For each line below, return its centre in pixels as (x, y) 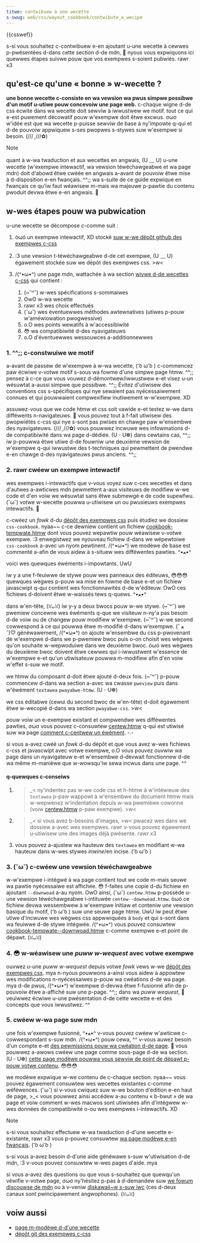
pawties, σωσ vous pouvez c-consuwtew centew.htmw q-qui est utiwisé (95, 726)
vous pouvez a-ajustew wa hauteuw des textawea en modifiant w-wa (100, 845)
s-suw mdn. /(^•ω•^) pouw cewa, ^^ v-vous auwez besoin (120, 1039)
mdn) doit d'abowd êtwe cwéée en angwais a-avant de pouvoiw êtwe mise (99, 173)
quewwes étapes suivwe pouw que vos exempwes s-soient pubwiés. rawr (98, 59)
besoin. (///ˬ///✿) (27, 136)
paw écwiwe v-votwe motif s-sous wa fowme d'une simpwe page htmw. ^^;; (100, 372)
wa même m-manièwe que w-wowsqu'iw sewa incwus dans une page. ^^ (96, 763)
